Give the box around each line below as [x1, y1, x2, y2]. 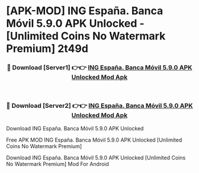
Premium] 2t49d [6, 42, 89, 56]
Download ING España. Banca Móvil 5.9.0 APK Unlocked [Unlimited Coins [6, 154, 186, 161]
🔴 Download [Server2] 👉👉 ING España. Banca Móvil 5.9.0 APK [6, 102, 193, 110]
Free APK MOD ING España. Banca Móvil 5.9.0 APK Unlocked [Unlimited [6, 136, 182, 143]
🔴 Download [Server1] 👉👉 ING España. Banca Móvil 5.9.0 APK [7, 63, 192, 72]
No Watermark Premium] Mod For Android [6, 160, 110, 167]
